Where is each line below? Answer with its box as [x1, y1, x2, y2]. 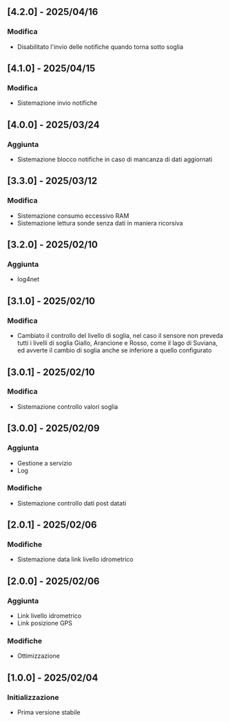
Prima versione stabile [17, 708, 81, 716]
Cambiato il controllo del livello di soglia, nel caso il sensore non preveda [17, 332, 224, 340]
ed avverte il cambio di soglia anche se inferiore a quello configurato [17, 346, 212, 354]
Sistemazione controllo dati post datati [17, 499, 127, 507]
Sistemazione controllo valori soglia [17, 402, 118, 410]
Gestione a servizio [17, 459, 72, 467]
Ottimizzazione [17, 652, 60, 660]
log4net [17, 275, 40, 283]
